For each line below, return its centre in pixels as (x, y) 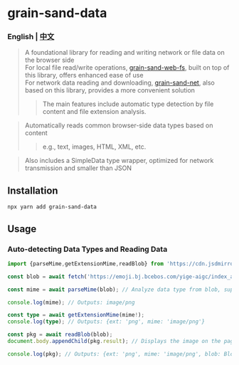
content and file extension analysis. (94, 112)
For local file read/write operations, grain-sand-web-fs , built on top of (127, 68)
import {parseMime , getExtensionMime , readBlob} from (85, 264)
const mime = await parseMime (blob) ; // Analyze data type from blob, (114, 290)
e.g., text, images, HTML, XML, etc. (94, 147)
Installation (33, 190)
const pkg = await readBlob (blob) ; (60, 335)
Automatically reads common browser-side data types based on (119, 125)
